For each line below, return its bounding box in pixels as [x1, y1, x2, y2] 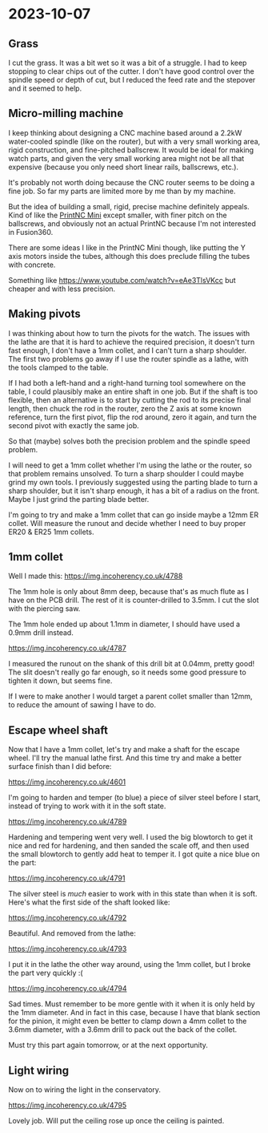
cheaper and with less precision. [8, 284, 116, 293]
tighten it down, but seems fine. [8, 676, 113, 686]
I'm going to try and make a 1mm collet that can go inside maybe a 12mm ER [8, 510, 258, 520]
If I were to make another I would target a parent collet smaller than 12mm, [8, 691, 254, 702]
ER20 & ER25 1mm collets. [8, 527, 94, 536]
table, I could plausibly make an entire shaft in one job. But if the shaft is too [8, 386, 258, 396]
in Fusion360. [8, 227, 54, 237]
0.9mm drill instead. [8, 628, 74, 637]
